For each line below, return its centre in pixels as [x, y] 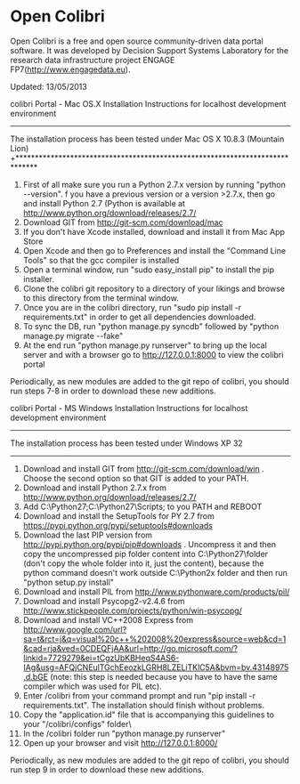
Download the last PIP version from [88, 535]
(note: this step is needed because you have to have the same [164, 676]
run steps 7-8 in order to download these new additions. [113, 391]
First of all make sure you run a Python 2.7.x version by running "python [154, 184]
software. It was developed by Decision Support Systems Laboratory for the [149, 50]
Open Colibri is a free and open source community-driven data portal [137, 41]
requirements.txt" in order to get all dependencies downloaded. [139, 317]
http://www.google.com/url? [75, 629]
